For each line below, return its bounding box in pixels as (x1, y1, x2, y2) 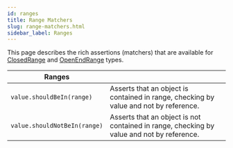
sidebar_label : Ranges (7, 29, 73, 37)
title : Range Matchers (7, 17, 73, 24)
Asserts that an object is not (110, 112, 201, 122)
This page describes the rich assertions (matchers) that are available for (7, 48, 214, 57)
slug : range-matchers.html (7, 23, 85, 30)
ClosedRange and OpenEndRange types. (7, 56, 124, 64)
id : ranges (7, 10, 39, 17)
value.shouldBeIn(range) (10, 93, 93, 101)
